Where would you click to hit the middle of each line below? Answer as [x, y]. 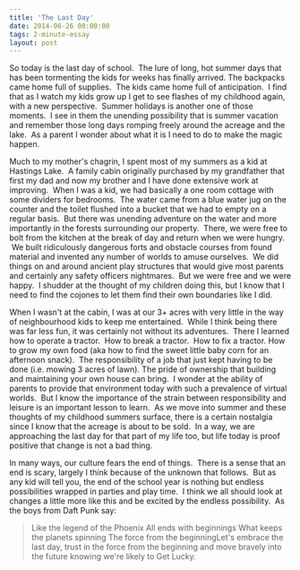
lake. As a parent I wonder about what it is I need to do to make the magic [146, 134]
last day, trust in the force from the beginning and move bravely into [156, 547]
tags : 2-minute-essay [50, 34]
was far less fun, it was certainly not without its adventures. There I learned [149, 332]
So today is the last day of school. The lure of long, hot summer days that [146, 68]
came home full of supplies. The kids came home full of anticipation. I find [148, 87]
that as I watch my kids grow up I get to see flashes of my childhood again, [147, 97]
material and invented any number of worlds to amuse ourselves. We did [144, 257]
